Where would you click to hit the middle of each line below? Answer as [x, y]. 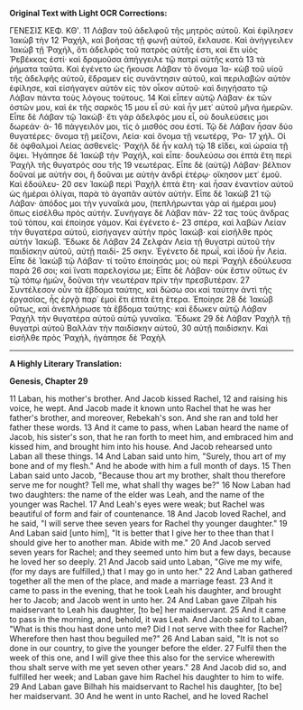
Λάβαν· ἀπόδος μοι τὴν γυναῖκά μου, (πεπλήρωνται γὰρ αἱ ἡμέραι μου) [143, 203]
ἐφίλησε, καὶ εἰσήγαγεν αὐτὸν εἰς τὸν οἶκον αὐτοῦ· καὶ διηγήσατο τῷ [138, 88]
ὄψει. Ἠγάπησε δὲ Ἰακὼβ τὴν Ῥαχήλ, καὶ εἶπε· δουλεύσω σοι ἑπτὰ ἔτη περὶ [151, 155]
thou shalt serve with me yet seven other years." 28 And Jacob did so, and [148, 667]
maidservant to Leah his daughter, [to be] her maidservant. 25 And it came [148, 610]
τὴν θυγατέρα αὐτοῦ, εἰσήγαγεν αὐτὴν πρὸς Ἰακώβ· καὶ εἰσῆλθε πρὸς [141, 232]
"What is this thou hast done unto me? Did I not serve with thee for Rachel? [149, 629]
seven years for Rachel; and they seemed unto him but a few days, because [150, 552]
